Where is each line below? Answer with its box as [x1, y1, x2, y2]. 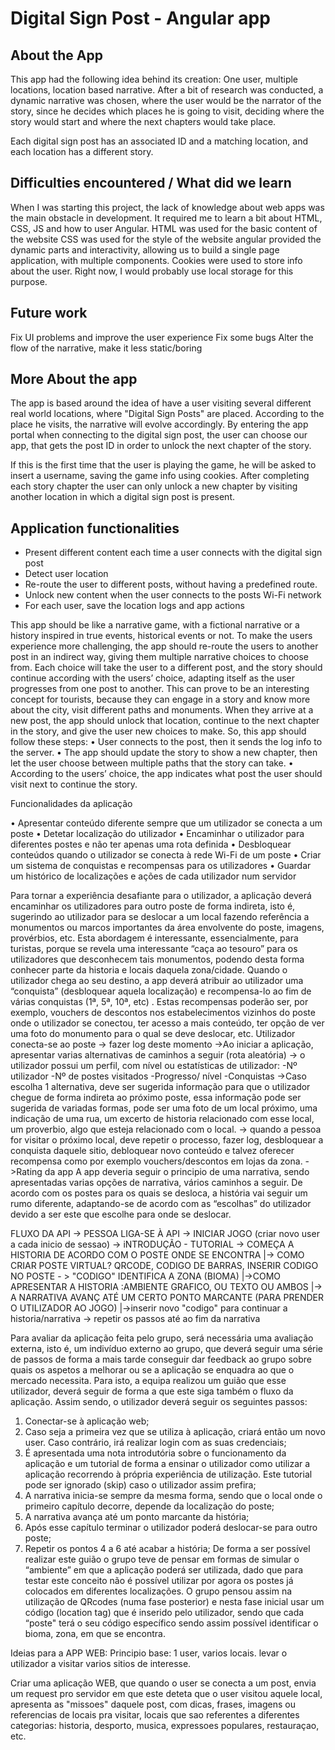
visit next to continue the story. [10, 778, 138, 791]
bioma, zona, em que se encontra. [24, 1628, 166, 1640]
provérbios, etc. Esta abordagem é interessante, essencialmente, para [10, 932, 299, 944]
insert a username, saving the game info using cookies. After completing [10, 470, 310, 482]
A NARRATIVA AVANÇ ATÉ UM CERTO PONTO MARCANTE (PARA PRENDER [10, 1292, 324, 1304]
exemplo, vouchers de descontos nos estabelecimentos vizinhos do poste [10, 1007, 316, 1019]
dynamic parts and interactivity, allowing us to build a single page [10, 243, 280, 256]
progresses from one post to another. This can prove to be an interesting [10, 683, 310, 695]
